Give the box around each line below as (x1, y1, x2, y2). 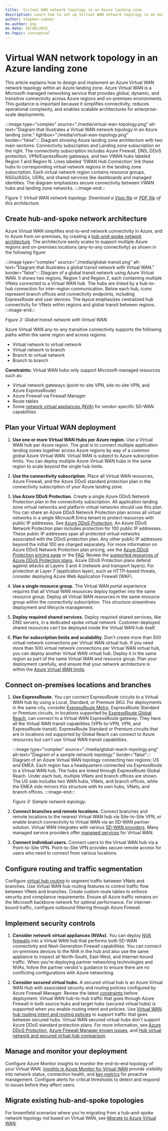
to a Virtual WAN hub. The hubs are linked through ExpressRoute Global (12, 768, 160, 774)
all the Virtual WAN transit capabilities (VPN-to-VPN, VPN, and (12, 720, 141, 727)
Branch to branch (12, 357, 48, 363)
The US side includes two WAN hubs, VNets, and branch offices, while (12, 778, 158, 785)
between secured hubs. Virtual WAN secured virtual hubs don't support (12, 1017, 160, 1023)
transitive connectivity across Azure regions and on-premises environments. (5, 95, 163, 101)
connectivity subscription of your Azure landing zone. (12, 483, 123, 489)
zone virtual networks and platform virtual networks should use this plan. (12, 504, 163, 510)
